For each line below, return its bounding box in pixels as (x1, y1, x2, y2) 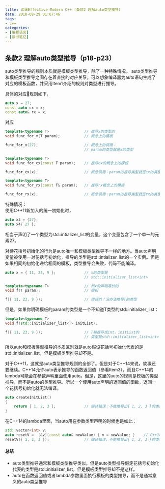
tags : (5, 16, 16, 21)
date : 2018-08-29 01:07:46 (5, 12, 60, 17)
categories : (5, 26, 29, 31)
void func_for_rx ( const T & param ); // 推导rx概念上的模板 (5, 183, 125, 188)
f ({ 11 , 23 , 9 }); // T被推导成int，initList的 (5, 330, 139, 335)
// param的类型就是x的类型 (84, 147, 134, 152)
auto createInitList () (5, 395, 52, 400)
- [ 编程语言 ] (5, 30, 29, 35)
